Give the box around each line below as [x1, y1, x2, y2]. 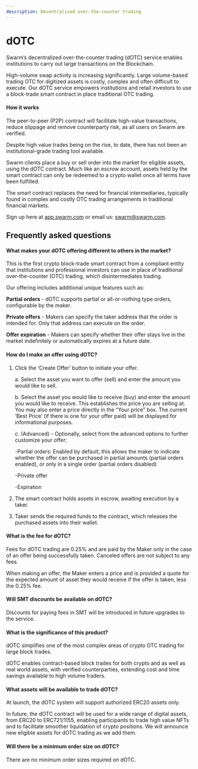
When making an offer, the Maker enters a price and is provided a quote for [6, 569, 190, 577]
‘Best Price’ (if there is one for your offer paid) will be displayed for [14, 412, 177, 419]
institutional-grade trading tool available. [6, 147, 105, 155]
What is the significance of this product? [6, 629, 108, 636]
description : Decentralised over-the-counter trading [6, 8, 142, 15]
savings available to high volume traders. [6, 673, 106, 680]
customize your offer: [14, 436, 67, 443]
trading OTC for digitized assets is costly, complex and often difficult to [6, 78, 179, 85]
